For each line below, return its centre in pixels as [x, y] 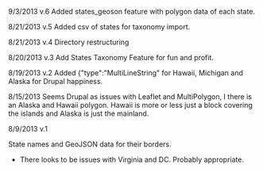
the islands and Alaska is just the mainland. [79, 113]
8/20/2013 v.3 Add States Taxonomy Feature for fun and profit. [111, 57]
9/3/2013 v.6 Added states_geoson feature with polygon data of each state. [132, 11]
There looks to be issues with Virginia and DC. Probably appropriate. [132, 159]
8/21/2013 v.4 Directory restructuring [69, 42]
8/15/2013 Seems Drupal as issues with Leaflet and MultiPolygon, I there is [130, 97]
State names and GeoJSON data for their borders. [90, 144]
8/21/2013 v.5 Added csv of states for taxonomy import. [99, 27]
